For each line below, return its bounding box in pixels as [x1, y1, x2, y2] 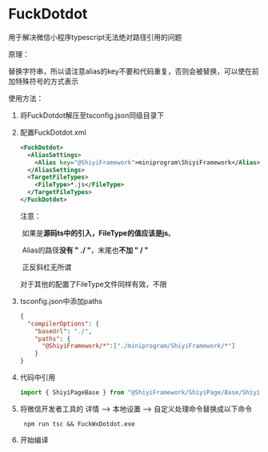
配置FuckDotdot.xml [19, 127, 86, 137]
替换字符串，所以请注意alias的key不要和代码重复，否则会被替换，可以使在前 [8, 66, 260, 76]
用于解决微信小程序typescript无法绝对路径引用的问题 [8, 32, 182, 42]
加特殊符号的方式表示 [8, 76, 78, 86]
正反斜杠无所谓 [22, 262, 72, 272]
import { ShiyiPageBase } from [19, 389, 125, 397]
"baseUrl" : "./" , [34, 327, 93, 335]
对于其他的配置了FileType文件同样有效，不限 [19, 279, 167, 289]
